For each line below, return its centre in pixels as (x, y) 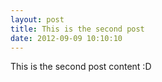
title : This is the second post (77, 29)
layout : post (37, 19)
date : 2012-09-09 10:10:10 (66, 38)
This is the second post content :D (81, 67)
